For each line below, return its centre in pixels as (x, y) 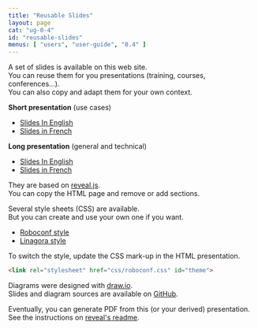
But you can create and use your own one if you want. (96, 217)
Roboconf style (44, 232)
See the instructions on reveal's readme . (74, 317)
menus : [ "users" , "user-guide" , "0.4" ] (77, 45)
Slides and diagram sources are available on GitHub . (93, 294)
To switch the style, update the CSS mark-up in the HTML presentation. (124, 256)
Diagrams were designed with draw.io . (70, 285)
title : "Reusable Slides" (50, 15)
